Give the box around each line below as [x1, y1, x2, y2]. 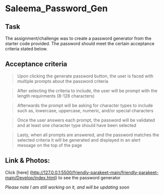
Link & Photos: [5, 156, 50, 165]
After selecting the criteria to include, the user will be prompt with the [17, 88, 158, 94]
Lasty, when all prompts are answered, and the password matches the [17, 132, 160, 138]
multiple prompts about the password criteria [17, 78, 109, 84]
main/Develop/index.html [5, 174, 56, 180]
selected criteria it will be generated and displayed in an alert [17, 137, 141, 143]
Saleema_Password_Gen [5, 3, 108, 14]
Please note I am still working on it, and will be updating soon [5, 184, 130, 190]
